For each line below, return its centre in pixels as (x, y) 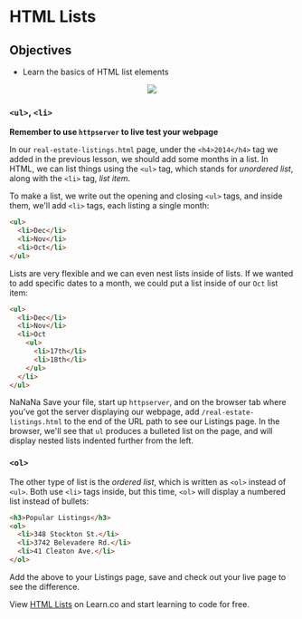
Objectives (41, 50)
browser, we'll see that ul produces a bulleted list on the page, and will (141, 431)
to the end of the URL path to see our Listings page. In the (172, 421)
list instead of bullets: (49, 501)
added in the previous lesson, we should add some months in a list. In (139, 160)
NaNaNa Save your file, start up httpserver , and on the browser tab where (148, 402)
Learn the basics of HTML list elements (95, 72)
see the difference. (44, 586)
